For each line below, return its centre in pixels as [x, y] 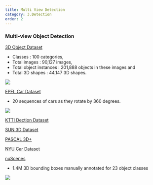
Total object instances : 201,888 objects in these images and [74, 67]
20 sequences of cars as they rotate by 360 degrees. [66, 101]
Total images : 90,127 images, [42, 62]
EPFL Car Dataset [23, 91]
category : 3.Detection [28, 14]
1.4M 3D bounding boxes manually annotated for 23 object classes [80, 168]
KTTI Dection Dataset [27, 120]
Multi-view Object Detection [40, 36]
